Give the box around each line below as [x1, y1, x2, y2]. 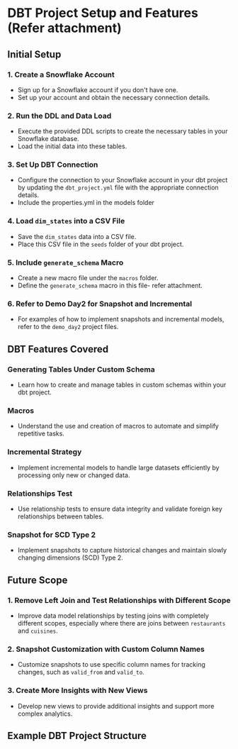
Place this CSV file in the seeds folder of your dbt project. [17, 240, 184, 248]
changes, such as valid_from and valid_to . [17, 668, 144, 677]
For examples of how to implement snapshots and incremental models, [17, 315, 225, 323]
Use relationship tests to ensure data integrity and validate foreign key [17, 504, 223, 513]
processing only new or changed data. [17, 470, 130, 479]
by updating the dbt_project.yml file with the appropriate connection [17, 183, 219, 192]
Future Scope [7, 574, 68, 586]
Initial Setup [7, 48, 62, 60]
